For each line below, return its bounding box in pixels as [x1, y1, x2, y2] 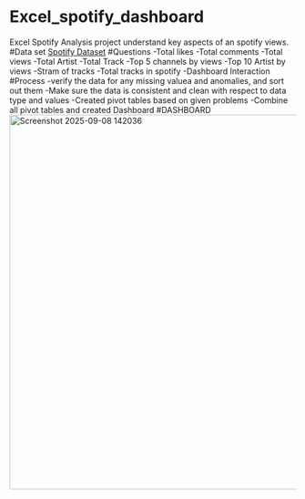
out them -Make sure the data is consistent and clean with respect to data [9, 85, 287, 96]
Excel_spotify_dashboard [9, 6, 205, 27]
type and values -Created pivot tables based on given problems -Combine [9, 94, 289, 106]
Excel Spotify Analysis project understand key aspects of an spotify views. [9, 36, 290, 47]
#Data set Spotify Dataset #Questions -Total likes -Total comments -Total [9, 46, 283, 57]
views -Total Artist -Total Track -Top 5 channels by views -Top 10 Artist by [9, 56, 287, 67]
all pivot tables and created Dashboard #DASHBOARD [9, 104, 211, 115]
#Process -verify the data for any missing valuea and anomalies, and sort [9, 75, 285, 86]
